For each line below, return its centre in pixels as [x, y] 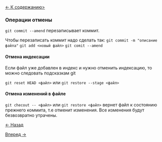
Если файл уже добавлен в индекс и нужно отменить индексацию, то [79, 68]
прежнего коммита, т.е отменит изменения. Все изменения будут [75, 110]
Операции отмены [29, 20]
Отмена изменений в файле [36, 94]
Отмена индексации [27, 57]
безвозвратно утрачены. [31, 115]
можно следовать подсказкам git [40, 73]
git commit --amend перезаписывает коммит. [52, 31]
